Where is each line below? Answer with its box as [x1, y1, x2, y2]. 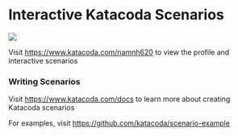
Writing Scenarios [8, 76, 81, 87]
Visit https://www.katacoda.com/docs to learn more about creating [8, 94, 231, 104]
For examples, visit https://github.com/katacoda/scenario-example [8, 118, 230, 128]
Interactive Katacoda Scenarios [8, 6, 224, 24]
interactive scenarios [8, 56, 78, 65]
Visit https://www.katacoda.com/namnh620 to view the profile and [8, 47, 230, 57]
